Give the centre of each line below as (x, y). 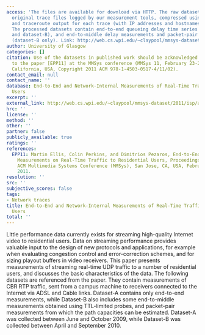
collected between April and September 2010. (64, 326)
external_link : (26, 103)
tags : (13, 194)
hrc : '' (16, 109)
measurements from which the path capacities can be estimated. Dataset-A (101, 312)
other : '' (19, 126)
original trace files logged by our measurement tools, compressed (99, 18)
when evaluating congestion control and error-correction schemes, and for (100, 254)
